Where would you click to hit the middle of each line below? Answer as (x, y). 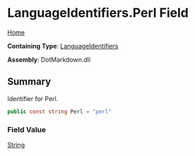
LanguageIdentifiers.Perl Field (98, 13)
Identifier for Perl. (33, 98)
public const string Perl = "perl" (59, 111)
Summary (29, 82)
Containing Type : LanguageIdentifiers (63, 46)
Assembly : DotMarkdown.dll (49, 59)
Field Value (27, 129)
